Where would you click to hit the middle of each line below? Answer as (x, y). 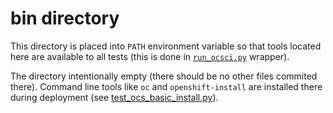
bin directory (65, 18)
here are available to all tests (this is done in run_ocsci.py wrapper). (150, 56)
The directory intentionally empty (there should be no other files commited (164, 76)
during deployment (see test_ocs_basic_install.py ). (114, 97)
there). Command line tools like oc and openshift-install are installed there (166, 86)
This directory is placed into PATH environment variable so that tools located (166, 46)
